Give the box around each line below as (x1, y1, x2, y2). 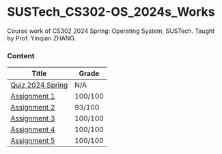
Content (7, 51, 36, 60)
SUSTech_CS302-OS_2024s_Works (7, 4, 215, 20)
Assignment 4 (10, 125, 55, 134)
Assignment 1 (10, 92, 55, 101)
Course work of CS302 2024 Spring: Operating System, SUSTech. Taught (7, 27, 215, 35)
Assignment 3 (10, 114, 55, 123)
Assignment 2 (10, 103, 55, 112)
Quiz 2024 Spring (10, 80, 68, 90)
